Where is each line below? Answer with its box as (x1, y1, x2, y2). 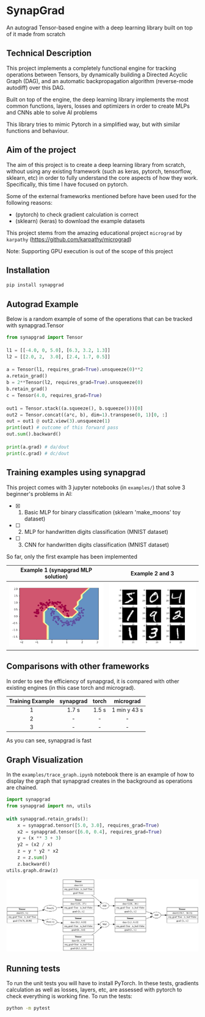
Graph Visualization (6, 755, 84, 765)
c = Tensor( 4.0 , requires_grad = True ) (6, 392, 103, 398)
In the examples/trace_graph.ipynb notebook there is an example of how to (6, 771, 195, 778)
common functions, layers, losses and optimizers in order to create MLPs (6, 102, 190, 109)
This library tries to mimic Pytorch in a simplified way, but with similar (6, 120, 181, 128)
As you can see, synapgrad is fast (6, 737, 92, 744)
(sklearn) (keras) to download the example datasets (15, 217, 145, 224)
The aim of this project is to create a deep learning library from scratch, (6, 161, 186, 168)
